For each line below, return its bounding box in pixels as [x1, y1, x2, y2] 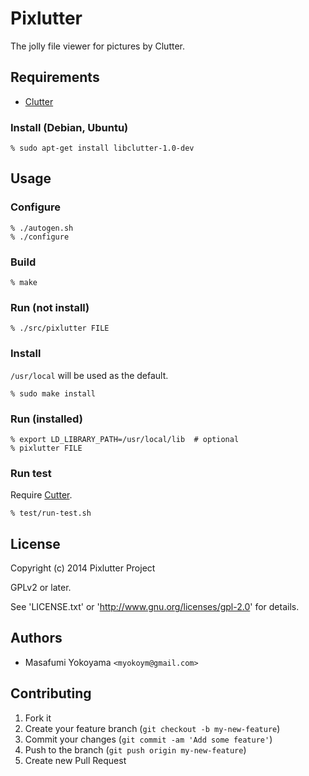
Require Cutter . [10, 489, 73, 501]
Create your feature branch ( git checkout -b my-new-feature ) [24, 722, 281, 734]
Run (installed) [10, 412, 83, 426]
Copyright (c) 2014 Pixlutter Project [10, 562, 156, 574]
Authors [10, 630, 63, 647]
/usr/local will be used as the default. [10, 369, 169, 381]
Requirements [10, 69, 100, 86]
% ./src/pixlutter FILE [10, 323, 110, 334]
